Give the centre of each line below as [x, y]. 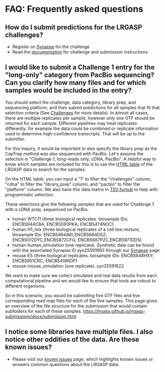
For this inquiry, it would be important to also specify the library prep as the [81, 148]
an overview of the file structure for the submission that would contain [76, 306]
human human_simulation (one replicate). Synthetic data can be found [83, 245]
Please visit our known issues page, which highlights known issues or [82, 359]
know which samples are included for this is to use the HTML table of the [79, 164]
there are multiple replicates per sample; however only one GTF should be [80, 118]
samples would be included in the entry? [68, 90]
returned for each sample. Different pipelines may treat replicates [71, 123]
